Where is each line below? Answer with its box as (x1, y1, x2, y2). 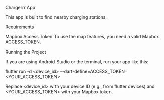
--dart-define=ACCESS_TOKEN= (60, 68, 128, 74)
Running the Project (5, 49, 46, 55)
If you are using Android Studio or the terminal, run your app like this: (5, 59, 149, 65)
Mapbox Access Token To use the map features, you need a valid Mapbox (5, 34, 159, 39)
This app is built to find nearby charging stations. (5, 14, 107, 20)
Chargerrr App (5, 5, 36, 10)
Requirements (5, 24, 34, 30)
